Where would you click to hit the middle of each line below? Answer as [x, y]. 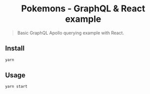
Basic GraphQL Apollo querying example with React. [71, 33]
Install [15, 48]
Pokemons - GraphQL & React [83, 9]
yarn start [16, 87]
